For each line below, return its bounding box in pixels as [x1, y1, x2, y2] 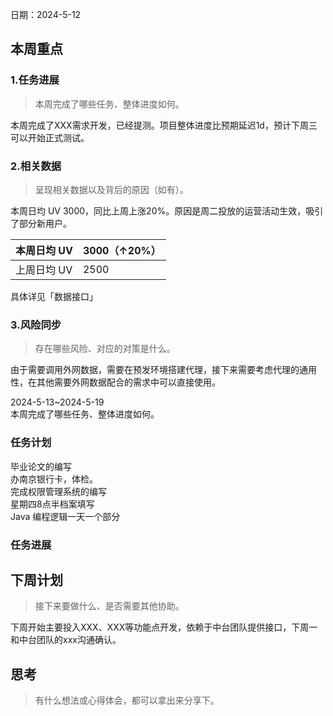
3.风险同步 [10, 318, 62, 332]
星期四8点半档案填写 [10, 498, 95, 510]
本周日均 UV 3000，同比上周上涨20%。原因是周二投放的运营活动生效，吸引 [10, 204, 324, 217]
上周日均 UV [15, 263, 73, 277]
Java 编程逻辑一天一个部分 [10, 510, 121, 522]
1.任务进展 [10, 73, 60, 87]
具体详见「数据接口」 [10, 290, 98, 302]
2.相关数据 [10, 159, 62, 173]
